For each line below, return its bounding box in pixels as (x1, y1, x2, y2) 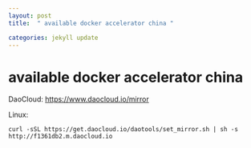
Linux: (8, 110, 29, 120)
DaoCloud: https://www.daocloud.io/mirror (8, 94, 150, 104)
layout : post (8, 11, 52, 20)
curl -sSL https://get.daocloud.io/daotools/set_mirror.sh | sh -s (8, 126, 239, 134)
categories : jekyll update (8, 34, 99, 42)
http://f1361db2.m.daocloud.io (8, 133, 113, 141)
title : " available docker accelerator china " (8, 19, 174, 27)
